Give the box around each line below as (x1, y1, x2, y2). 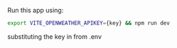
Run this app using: (7, 6, 64, 14)
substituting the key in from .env (7, 32, 102, 41)
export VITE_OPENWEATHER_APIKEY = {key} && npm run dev (7, 20, 171, 27)
